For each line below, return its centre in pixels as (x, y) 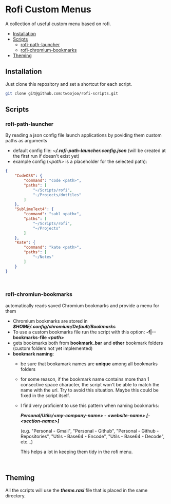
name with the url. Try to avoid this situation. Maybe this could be (90, 390)
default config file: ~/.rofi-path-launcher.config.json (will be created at (89, 151)
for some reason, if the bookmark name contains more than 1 (85, 379)
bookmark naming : (33, 353)
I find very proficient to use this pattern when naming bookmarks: (90, 405)
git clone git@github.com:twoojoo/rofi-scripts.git (62, 94)
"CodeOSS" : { (28, 176)
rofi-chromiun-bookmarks (39, 294)
